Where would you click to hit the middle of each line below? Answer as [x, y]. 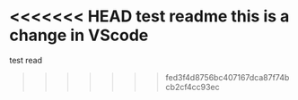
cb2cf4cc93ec [193, 87]
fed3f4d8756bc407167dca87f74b [228, 77]
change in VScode [79, 35]
